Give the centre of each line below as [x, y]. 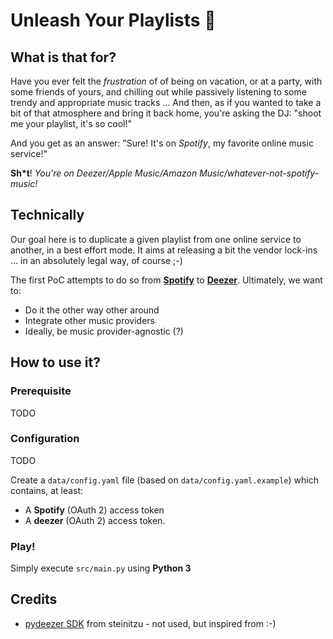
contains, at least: [47, 490]
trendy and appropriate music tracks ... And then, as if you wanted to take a [166, 102]
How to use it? [55, 362]
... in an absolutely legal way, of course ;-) [96, 260]
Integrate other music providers [89, 320]
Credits [34, 599]
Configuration [45, 439]
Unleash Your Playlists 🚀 [113, 20]
